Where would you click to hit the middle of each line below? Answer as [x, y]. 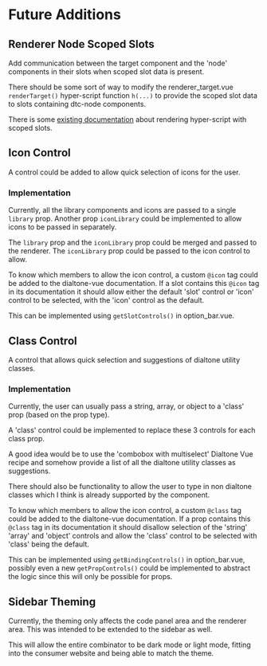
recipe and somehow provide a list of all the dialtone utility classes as [122, 463]
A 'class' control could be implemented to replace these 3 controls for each [132, 430]
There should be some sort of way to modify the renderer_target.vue [121, 87]
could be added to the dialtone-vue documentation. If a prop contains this [130, 519]
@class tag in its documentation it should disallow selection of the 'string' [128, 527]
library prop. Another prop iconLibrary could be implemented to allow [125, 219]
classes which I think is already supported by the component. [109, 495]
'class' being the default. [49, 544]
